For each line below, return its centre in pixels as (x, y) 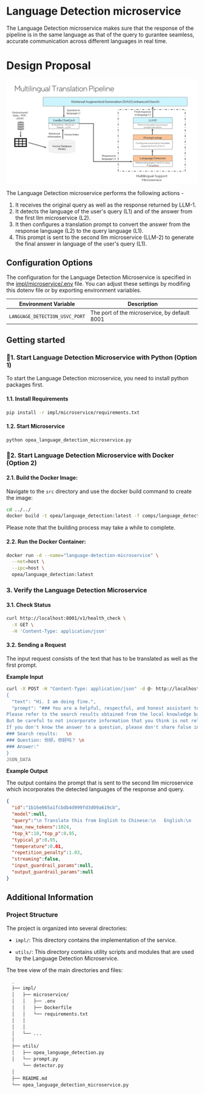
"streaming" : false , (36, 859)
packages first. (25, 385)
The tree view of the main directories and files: (65, 970)
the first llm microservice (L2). (53, 218)
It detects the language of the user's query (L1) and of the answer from (104, 211)
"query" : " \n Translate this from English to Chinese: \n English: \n (101, 821)
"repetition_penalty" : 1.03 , (47, 853)
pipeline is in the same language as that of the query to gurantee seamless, (100, 34)
